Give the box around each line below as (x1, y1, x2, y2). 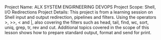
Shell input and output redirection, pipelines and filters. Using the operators (4, 14, 157, 20)
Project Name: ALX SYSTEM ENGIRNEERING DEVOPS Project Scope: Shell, (4, 4, 156, 10)
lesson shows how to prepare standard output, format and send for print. (4, 30, 152, 35)
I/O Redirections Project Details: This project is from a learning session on (4, 9, 153, 15)
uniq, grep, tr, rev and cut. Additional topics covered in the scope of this (4, 25, 149, 30)
